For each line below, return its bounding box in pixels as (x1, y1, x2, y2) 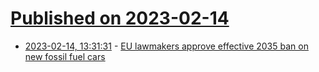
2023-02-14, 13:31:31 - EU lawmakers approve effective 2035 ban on (24, 40, 309, 52)
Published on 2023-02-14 (10, 7, 230, 30)
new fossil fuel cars (24, 50, 106, 62)
